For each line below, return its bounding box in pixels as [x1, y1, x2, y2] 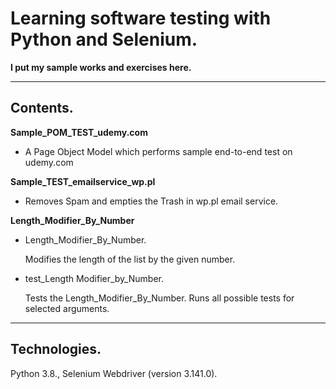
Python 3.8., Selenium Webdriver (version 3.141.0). [10, 367, 218, 379]
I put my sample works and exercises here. [10, 61, 192, 73]
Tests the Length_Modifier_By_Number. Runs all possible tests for [24, 292, 295, 304]
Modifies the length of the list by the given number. [24, 253, 236, 265]
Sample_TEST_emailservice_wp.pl [10, 175, 156, 187]
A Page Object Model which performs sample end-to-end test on [24, 145, 293, 157]
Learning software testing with [10, 7, 272, 30]
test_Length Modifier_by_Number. [24, 272, 164, 284]
